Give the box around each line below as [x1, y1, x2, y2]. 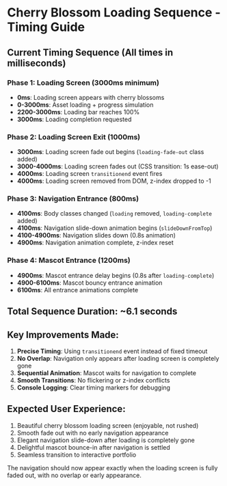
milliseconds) [7, 57, 66, 69]
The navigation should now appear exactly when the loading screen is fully [7, 463, 218, 472]
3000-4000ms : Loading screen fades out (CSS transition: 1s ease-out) [16, 162, 219, 170]
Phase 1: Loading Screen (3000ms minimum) [7, 77, 159, 87]
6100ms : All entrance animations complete [16, 285, 139, 294]
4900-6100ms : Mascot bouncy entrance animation [16, 279, 163, 287]
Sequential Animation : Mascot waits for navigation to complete [16, 368, 197, 377]
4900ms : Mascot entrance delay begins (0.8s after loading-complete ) [16, 271, 215, 279]
